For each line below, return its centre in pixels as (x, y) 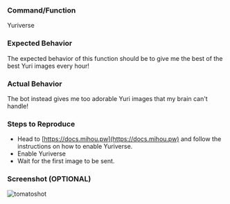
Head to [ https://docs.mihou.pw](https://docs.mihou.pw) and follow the (119, 139)
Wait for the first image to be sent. (66, 161)
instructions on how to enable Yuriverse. (75, 147)
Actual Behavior (35, 84)
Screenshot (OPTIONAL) (49, 179)
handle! (18, 106)
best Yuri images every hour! (48, 66)
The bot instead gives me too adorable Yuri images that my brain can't (107, 98)
